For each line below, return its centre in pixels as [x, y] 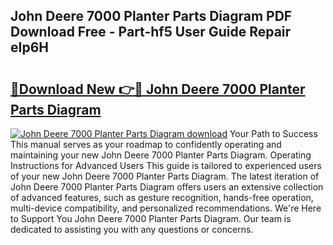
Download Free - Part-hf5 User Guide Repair [151, 32]
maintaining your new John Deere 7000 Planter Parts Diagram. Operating [161, 155]
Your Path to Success [273, 133]
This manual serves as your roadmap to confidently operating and [146, 144]
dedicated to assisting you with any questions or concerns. [132, 229]
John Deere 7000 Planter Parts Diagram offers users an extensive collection [167, 187]
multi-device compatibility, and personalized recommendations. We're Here [166, 208]
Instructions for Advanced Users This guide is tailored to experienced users [166, 165]
